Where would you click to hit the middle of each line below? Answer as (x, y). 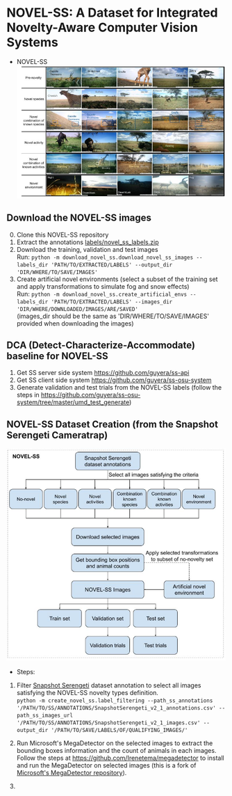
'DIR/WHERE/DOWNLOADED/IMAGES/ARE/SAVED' (77, 309)
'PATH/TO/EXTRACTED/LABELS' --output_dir (112, 265)
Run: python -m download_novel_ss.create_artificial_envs (102, 294)
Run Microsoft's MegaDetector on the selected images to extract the (115, 743)
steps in (28, 395)
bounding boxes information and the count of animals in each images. (116, 751)
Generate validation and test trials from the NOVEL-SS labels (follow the (119, 388)
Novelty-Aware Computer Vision (102, 27)
